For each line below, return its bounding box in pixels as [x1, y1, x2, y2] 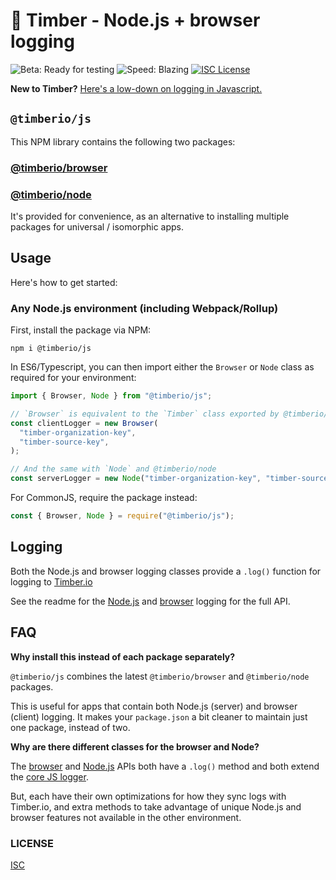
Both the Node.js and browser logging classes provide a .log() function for [10, 565, 322, 577]
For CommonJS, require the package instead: [10, 492, 198, 504]
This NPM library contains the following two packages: [10, 135, 236, 148]
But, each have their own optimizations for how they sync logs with [10, 790, 287, 802]
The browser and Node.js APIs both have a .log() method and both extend [10, 760, 320, 772]
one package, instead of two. [10, 721, 131, 733]
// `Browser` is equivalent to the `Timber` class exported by [10, 409, 280, 419]
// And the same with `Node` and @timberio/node [10, 464, 217, 474]
